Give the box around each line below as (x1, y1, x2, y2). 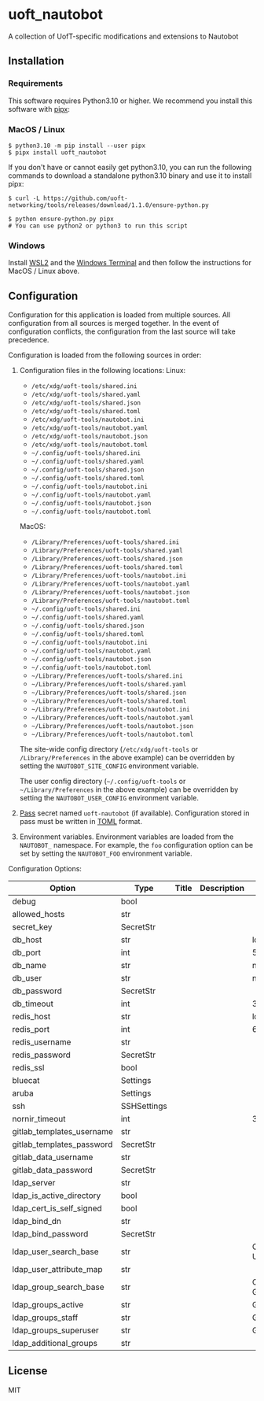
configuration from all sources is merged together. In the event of (8, 319, 220, 328)
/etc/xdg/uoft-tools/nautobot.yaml (31, 424, 148, 432)
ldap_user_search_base (12, 1246, 100, 1257)
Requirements (8, 78, 64, 89)
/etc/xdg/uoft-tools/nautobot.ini (31, 416, 145, 424)
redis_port (12, 1024, 49, 1035)
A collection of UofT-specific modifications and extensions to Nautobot (8, 31, 239, 41)
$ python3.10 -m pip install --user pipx (8, 142, 146, 150)
